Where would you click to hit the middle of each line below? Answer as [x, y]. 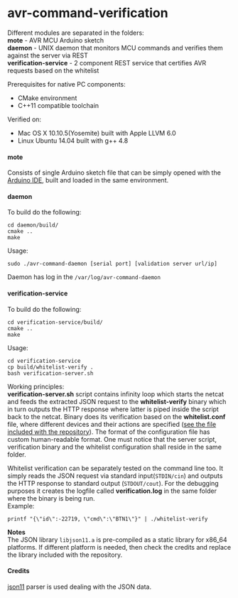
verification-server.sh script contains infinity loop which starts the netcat [115, 394]
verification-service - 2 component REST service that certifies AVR [107, 62]
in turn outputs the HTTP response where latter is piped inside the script [113, 409]
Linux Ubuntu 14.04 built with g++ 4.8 [73, 141]
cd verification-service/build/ [55, 322]
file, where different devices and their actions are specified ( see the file [112, 424]
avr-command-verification [88, 13]
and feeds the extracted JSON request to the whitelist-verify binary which [117, 401]
